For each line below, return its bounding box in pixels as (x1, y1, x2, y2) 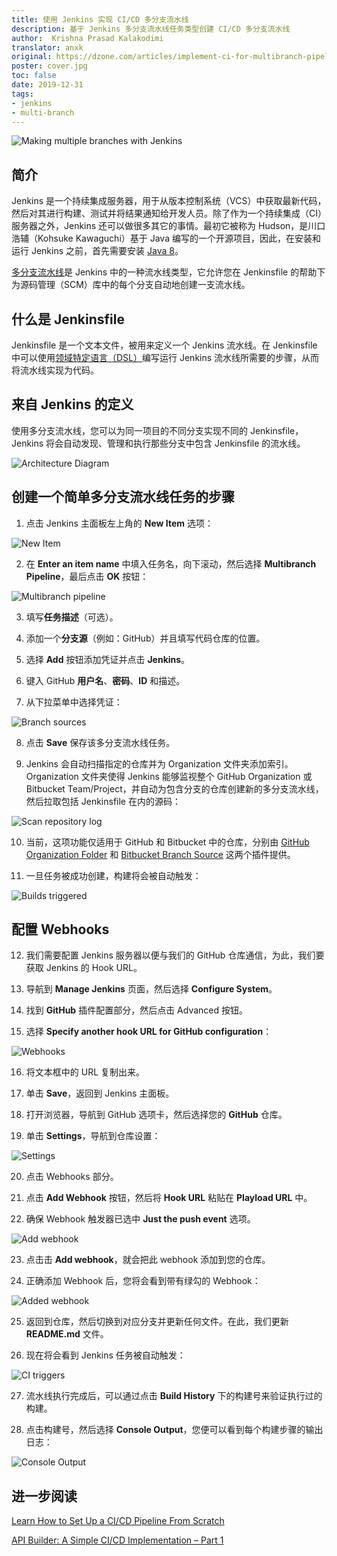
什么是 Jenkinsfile (11, 311, 125, 328)
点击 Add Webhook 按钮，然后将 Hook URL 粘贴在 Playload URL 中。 (25, 1192, 313, 1204)
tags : (11, 89, 34, 99)
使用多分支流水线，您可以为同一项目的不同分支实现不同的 (11, 424, 248, 436)
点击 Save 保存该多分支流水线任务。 (25, 736, 176, 748)
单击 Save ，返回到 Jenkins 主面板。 (25, 1087, 175, 1100)
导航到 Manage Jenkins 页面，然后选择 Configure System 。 (25, 983, 278, 995)
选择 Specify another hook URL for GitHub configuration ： (25, 1026, 273, 1038)
